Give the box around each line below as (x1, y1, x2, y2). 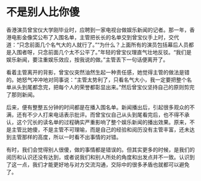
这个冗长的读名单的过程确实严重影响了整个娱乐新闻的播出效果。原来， (16, 118, 190, 126)
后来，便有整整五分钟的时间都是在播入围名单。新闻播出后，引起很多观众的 (6, 104, 190, 111)
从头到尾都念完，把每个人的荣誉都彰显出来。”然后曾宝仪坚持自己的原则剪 (11, 83, 190, 90)
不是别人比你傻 (6, 5, 80, 19)
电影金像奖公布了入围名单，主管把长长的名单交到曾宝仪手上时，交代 (11, 33, 179, 40)
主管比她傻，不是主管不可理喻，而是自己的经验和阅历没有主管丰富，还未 (11, 126, 190, 133)
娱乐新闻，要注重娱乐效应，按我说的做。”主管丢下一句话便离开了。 (6, 56, 169, 63)
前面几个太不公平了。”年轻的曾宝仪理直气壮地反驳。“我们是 (47, 48, 192, 55)
